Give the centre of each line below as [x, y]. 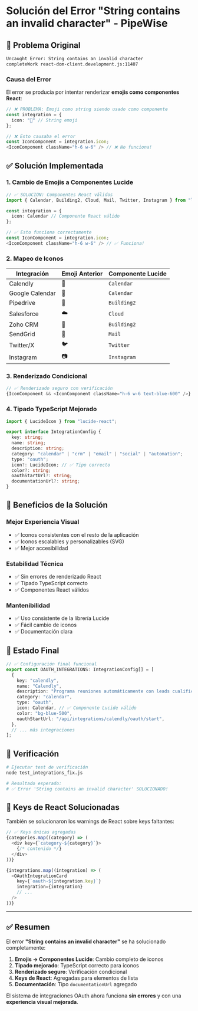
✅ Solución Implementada [55, 165]
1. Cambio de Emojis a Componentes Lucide [70, 182]
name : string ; [29, 443]
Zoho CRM [24, 324]
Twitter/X [22, 345]
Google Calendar [32, 293]
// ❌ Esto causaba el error [41, 136]
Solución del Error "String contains [93, 11]
